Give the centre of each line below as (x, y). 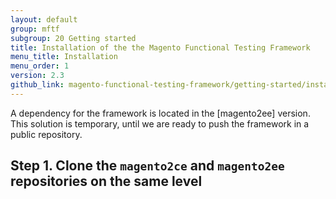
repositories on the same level (106, 181)
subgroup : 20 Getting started (73, 38)
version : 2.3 (37, 76)
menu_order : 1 (40, 66)
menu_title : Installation (64, 57)
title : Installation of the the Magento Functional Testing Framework (160, 47)
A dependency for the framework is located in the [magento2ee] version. (160, 113)
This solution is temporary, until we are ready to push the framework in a (160, 123)
